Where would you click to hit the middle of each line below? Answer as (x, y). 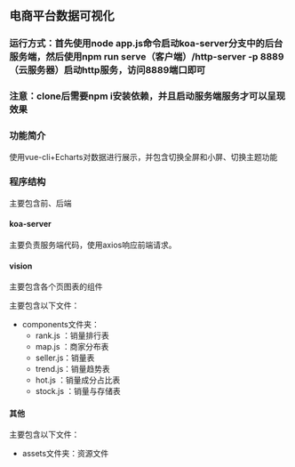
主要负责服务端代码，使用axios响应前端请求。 (93, 245)
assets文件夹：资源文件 (65, 454)
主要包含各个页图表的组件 (56, 286)
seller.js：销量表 (65, 358)
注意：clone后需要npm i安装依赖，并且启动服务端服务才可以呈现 (147, 96)
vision (21, 266)
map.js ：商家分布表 (72, 347)
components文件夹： (60, 325)
